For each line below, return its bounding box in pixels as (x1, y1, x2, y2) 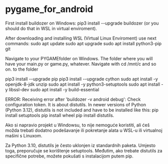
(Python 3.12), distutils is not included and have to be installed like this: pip (5, 107, 159, 113)
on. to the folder (5, 66, 39, 72)
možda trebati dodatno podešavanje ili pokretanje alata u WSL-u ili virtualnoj (5, 127, 163, 133)
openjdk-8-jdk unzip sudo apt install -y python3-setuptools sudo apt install (5, 81, 160, 87)
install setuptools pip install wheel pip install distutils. (5, 112, 114, 118)
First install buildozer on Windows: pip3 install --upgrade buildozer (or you (5, 20, 159, 26)
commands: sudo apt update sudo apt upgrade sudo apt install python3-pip (5, 40, 162, 46)
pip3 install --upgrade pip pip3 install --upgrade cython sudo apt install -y (5, 76, 158, 82)
